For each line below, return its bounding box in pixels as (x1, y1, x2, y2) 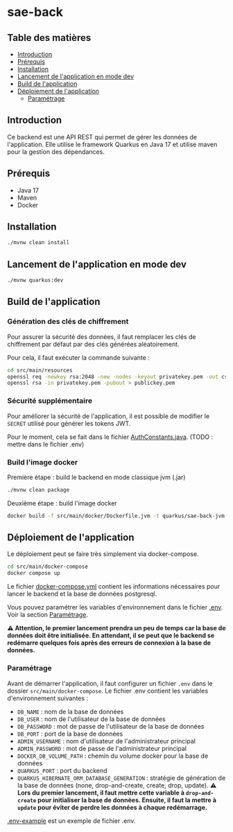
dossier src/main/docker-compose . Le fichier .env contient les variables (7, 686, 209, 695)
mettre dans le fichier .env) (7, 440, 85, 448)
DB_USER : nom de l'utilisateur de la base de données (17, 715, 166, 723)
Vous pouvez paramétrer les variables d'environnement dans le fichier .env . (7, 603, 223, 612)
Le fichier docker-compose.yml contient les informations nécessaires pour (7, 582, 221, 591)
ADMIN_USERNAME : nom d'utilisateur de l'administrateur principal (17, 736, 196, 745)
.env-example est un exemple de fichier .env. (7, 816, 136, 825)
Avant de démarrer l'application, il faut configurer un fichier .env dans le (7, 679, 213, 687)
